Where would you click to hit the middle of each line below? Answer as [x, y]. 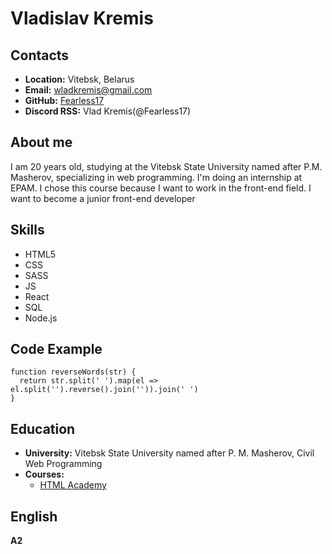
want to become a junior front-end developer [103, 198]
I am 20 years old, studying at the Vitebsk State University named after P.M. [166, 166]
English [34, 516]
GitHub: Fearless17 [64, 100]
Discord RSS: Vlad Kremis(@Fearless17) [108, 111]
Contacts [40, 55]
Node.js [41, 318]
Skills [27, 230]
